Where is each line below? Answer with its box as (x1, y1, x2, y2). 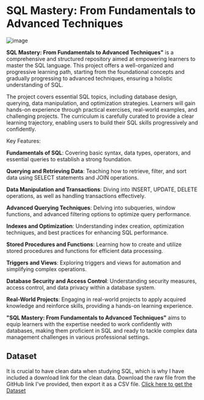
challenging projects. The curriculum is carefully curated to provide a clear (6, 112, 194, 120)
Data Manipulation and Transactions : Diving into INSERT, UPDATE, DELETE (6, 186, 198, 193)
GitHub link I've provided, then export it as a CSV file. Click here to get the (6, 380, 192, 388)
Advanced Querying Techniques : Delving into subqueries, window (6, 204, 176, 211)
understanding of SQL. (6, 81, 64, 89)
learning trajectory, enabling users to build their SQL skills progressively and (6, 118, 199, 126)
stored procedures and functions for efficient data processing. (6, 247, 164, 254)
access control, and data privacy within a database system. (6, 283, 156, 291)
